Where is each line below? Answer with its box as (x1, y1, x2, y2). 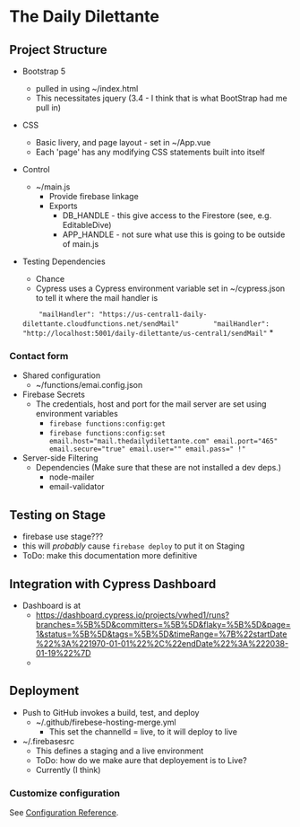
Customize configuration (9, 787, 121, 799)
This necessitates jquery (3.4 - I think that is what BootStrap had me (35, 92, 288, 103)
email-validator (48, 481, 105, 492)
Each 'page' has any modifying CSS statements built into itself (35, 146, 266, 157)
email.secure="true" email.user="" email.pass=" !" (48, 444, 246, 454)
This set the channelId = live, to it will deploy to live (48, 726, 237, 737)
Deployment (9, 683, 80, 699)
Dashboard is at (21, 600, 81, 611)
